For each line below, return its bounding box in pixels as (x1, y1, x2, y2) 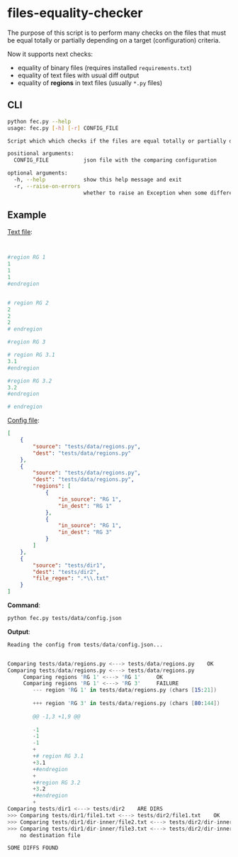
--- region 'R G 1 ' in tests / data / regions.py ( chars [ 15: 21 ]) (33, 687, 217, 694)
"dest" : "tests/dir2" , (33, 568, 100, 575)
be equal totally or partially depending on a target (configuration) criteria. (7, 35, 221, 44)
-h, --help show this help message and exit (13, 176, 182, 183)
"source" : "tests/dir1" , (33, 562, 106, 569)
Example (7, 209, 47, 221)
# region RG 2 (7, 299, 50, 306)
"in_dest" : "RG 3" (57, 529, 113, 536)
